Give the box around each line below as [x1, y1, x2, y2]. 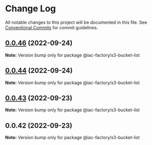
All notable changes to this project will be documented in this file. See [5, 19, 148, 25]
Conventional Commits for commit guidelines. [5, 24, 98, 30]
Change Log [5, 3, 56, 14]
